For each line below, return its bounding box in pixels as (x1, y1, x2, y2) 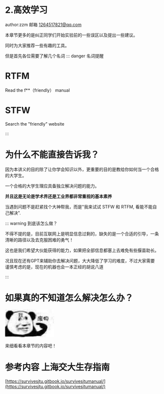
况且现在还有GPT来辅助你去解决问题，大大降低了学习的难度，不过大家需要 (5, 258, 155, 263)
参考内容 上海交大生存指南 (5, 362, 110, 373)
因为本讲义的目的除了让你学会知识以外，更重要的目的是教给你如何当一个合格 (5, 166, 159, 172)
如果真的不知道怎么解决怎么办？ (5, 292, 134, 303)
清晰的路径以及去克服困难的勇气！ (5, 236, 74, 243)
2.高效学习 (5, 4, 48, 16)
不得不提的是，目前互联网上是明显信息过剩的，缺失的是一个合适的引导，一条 (5, 231, 159, 236)
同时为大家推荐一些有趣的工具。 (5, 42, 69, 48)
